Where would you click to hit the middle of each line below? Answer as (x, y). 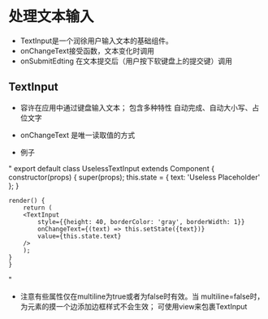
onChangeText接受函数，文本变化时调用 (87, 50)
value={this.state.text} (80, 236)
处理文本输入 (52, 17)
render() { (27, 200)
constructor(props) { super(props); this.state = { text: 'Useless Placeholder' (134, 177)
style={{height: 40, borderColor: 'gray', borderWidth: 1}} (141, 222)
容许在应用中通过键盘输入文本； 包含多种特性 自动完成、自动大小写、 (136, 107)
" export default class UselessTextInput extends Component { (112, 168)
